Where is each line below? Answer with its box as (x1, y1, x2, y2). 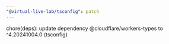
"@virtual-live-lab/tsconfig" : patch (6, 8, 100, 15)
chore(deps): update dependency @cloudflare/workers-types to (6, 25, 163, 32)
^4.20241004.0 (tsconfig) (6, 31, 68, 38)
